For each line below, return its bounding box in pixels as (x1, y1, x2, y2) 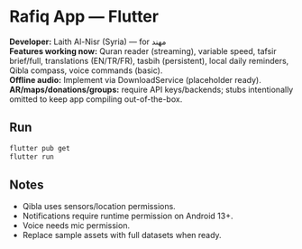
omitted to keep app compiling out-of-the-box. (9, 93, 183, 105)
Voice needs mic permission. (22, 220, 131, 231)
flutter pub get (9, 143, 70, 152)
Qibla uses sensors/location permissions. (22, 201, 176, 212)
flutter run (9, 152, 54, 161)
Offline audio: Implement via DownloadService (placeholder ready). (9, 74, 261, 85)
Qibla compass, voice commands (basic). (9, 65, 163, 76)
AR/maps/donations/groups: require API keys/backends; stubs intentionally (9, 84, 294, 95)
